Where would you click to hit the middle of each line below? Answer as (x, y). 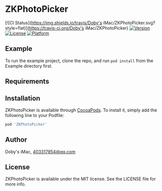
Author (16, 140)
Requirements (27, 82)
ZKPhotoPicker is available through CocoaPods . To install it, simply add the (81, 110)
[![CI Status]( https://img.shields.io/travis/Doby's (54, 23)
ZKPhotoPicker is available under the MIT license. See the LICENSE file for (81, 179)
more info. (16, 184)
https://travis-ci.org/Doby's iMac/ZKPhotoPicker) (79, 28)
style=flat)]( (17, 28)
